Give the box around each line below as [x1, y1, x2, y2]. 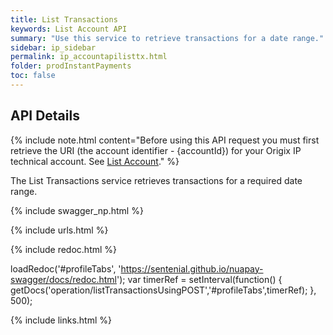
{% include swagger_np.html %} [10, 204, 144, 216]
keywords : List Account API [10, 24, 128, 34]
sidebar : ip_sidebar [10, 42, 97, 53]
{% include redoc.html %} [10, 243, 118, 255]
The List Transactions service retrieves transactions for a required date [10, 174, 303, 186]
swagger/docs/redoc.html [10, 273, 117, 285]
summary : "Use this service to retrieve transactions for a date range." [10, 33, 325, 43]
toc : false [10, 71, 56, 81]
